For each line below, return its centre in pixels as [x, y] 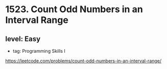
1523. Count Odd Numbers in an [74, 9]
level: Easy [23, 39]
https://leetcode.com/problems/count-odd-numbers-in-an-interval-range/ [83, 61]
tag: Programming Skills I [39, 51]
